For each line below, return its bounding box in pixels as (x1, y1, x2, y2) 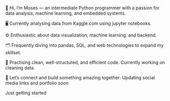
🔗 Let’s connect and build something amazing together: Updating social (5, 75, 155, 81)
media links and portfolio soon (5, 80, 69, 86)
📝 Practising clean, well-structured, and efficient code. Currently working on (5, 59, 165, 65)
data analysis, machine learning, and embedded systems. (5, 10, 126, 16)
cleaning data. (5, 65, 35, 71)
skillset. (5, 50, 21, 55)
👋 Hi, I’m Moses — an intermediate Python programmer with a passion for (5, 5, 160, 11)
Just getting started (5, 90, 47, 96)
